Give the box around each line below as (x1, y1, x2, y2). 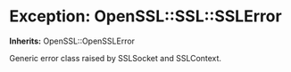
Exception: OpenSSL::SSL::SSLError (9, 6, 283, 27)
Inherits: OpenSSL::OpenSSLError (9, 36, 136, 46)
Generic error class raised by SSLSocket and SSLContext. (9, 52, 221, 63)
